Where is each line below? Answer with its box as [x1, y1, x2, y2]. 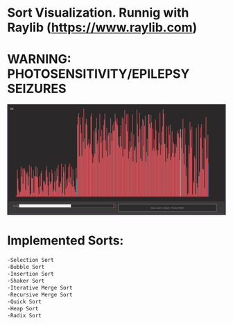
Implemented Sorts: [7, 233, 124, 248]
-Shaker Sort [7, 277, 45, 284]
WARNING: [7, 51, 71, 67]
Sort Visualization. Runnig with [7, 5, 189, 21]
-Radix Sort [7, 312, 42, 319]
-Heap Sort [7, 305, 39, 312]
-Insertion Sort [7, 270, 54, 277]
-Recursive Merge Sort [7, 291, 73, 298]
